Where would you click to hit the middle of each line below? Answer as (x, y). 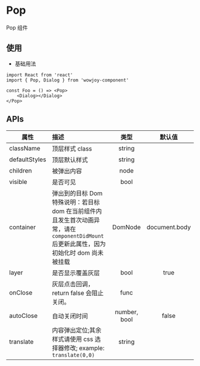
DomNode (126, 227)
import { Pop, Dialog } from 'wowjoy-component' (68, 80)
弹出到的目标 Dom (77, 193)
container (23, 227)
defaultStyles (28, 159)
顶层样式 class (72, 148)
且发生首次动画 (73, 220)
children (21, 170)
